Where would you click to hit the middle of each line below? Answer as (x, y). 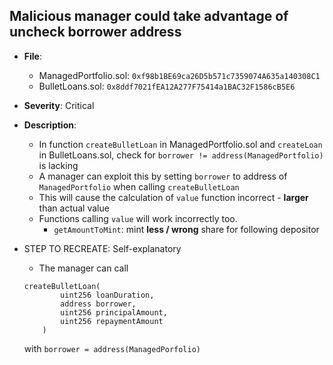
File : (32, 56)
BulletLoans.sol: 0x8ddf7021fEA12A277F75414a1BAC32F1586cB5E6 (167, 86)
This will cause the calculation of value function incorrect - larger (173, 197)
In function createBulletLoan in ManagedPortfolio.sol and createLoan (180, 144)
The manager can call (83, 268)
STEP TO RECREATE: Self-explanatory (102, 248)
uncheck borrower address (95, 32)
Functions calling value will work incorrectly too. (138, 218)
